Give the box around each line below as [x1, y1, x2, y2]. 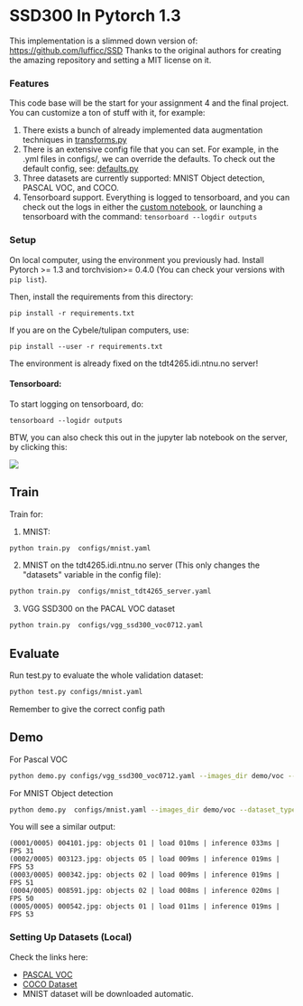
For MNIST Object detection [9, 787, 114, 798]
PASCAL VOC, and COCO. [22, 183, 119, 193]
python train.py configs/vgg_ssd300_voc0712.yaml [9, 621, 204, 630]
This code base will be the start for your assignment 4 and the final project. [9, 98, 289, 108]
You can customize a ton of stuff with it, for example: [9, 108, 206, 118]
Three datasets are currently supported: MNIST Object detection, [22, 173, 265, 183]
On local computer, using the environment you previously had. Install [9, 254, 264, 265]
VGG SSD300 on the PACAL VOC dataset [22, 603, 176, 615]
